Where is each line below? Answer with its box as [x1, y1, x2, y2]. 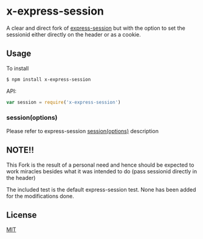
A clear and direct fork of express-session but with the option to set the [6, 24, 185, 32]
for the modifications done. [6, 192, 74, 199]
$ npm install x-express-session [6, 76, 91, 83]
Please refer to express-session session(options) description [6, 127, 159, 134]
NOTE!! [6, 145, 35, 156]
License [6, 210, 37, 220]
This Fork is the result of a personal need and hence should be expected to [6, 161, 194, 168]
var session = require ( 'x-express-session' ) [6, 99, 121, 105]
